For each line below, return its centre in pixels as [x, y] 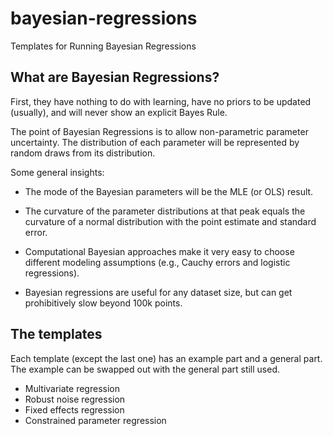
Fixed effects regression [74, 409]
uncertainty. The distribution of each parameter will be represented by [155, 142]
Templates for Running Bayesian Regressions [103, 46]
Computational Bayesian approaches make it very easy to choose [159, 251]
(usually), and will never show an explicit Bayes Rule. [119, 112]
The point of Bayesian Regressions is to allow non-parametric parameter [159, 131]
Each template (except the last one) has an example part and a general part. [166, 358]
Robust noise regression [75, 399]
